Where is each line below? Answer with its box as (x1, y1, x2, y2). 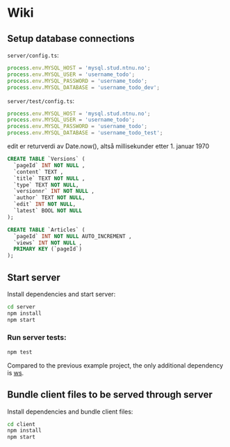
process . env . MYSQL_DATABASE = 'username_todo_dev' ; (7, 84, 160, 91)
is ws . (7, 368, 24, 377)
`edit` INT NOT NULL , (13, 201, 76, 208)
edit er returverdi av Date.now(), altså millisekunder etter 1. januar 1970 (7, 142, 210, 150)
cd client (7, 421, 36, 428)
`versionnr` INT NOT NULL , (13, 188, 95, 195)
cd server (7, 303, 36, 311)
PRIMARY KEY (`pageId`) (13, 246, 82, 253)
